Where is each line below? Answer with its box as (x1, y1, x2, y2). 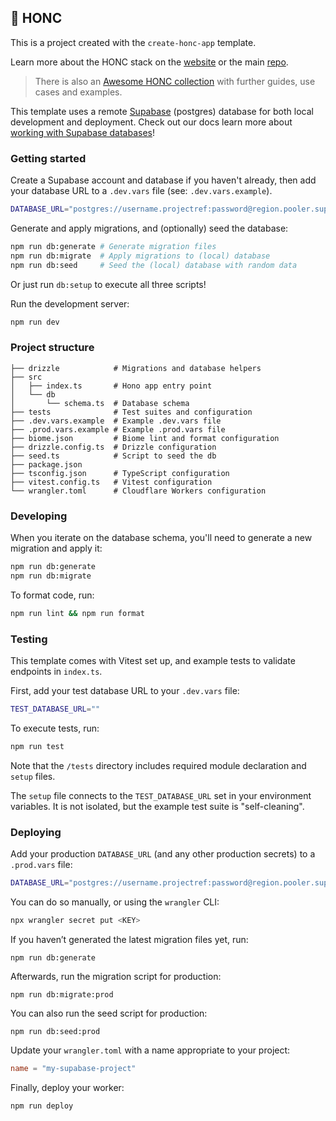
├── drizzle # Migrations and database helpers (10, 363, 262, 373)
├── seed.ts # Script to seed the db (10, 451, 217, 461)
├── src (10, 372, 43, 382)
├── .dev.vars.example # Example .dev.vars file (10, 416, 222, 426)
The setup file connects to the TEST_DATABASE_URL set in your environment (10, 789, 312, 801)
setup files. (10, 770, 56, 782)
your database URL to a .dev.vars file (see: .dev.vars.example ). (10, 185, 273, 197)
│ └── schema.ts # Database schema (10, 398, 190, 408)
